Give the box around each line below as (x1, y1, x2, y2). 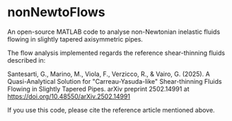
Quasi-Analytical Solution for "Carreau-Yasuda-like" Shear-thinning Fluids (7, 77, 222, 85)
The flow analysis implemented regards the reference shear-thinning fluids (7, 49, 225, 57)
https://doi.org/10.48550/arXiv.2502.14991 (7, 92, 131, 101)
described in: (7, 56, 46, 64)
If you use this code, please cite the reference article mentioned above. (7, 106, 215, 114)
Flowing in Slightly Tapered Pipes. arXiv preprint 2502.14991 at (7, 84, 190, 93)
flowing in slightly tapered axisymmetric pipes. (7, 34, 144, 43)
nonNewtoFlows (7, 4, 105, 20)
